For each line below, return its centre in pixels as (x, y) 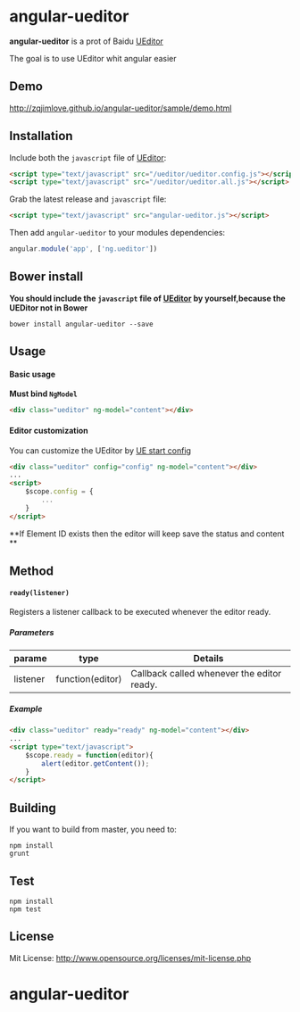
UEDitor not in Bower (49, 307)
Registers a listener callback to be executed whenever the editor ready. (140, 612)
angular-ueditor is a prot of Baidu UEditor (86, 41)
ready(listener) (39, 593)
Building (33, 808)
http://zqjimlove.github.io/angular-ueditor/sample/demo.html (121, 108)
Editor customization (49, 430)
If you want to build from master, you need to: (93, 830)
